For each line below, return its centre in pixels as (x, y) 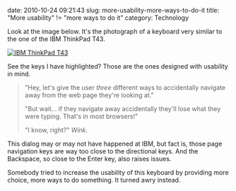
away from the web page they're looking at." (89, 95)
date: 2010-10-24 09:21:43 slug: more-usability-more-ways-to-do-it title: (113, 10)
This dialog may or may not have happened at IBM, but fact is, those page (115, 144)
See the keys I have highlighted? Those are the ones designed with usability (118, 66)
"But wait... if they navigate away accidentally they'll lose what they (123, 109)
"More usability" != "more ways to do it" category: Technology (98, 18)
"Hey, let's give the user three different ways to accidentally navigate (125, 87)
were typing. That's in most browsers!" (81, 116)
